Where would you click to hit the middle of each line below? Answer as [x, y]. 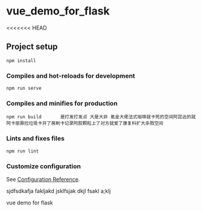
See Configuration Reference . [43, 179]
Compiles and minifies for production [62, 103]
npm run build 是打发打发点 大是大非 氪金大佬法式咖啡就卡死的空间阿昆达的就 [101, 117]
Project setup [32, 47]
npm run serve [24, 89]
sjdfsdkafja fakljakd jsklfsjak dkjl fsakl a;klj [58, 191]
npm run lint [23, 151]
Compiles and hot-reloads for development [71, 75]
